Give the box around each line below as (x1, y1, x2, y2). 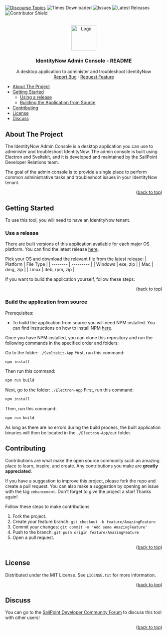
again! (5, 493, 18, 500)
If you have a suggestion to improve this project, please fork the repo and (5, 478, 156, 484)
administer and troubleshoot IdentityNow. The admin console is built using (5, 149, 158, 155)
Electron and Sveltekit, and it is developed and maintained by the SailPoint (5, 154, 158, 160)
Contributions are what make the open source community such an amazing (5, 457, 160, 463)
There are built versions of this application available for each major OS (5, 241, 150, 247)
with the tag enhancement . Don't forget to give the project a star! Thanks (5, 488, 152, 494)
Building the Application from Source (19, 100, 96, 106)
